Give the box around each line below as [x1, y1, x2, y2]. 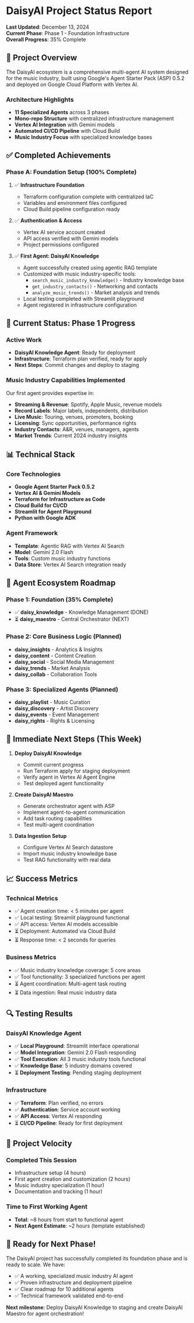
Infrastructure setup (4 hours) [14, 1169, 86, 1177]
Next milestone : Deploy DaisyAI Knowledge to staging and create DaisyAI [6, 1304, 183, 1311]
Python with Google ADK [14, 514, 76, 521]
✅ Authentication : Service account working [14, 1106, 121, 1113]
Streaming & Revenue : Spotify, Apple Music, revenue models [14, 401, 162, 408]
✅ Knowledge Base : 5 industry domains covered [14, 1062, 132, 1069]
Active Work [6, 336, 42, 344]
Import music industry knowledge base [23, 850, 118, 857]
